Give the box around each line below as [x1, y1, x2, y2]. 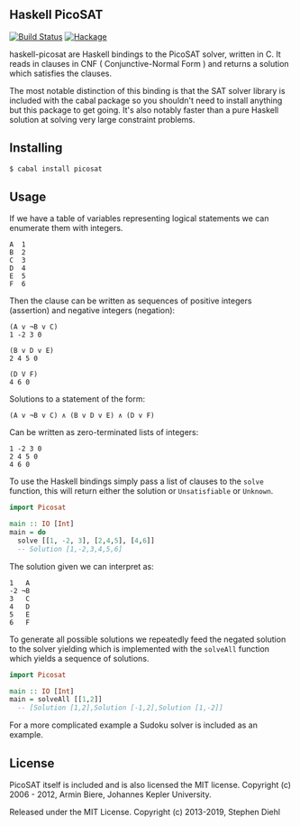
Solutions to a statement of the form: [9, 394, 146, 404]
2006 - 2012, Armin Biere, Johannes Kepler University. [9, 789, 212, 800]
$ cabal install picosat [9, 164, 103, 173]
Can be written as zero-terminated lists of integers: [9, 427, 199, 438]
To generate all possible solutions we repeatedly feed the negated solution [9, 634, 286, 645]
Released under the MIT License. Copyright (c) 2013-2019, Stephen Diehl [9, 807, 281, 817]
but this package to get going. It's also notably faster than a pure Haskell [9, 104, 279, 116]
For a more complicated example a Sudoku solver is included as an [9, 719, 259, 730]
